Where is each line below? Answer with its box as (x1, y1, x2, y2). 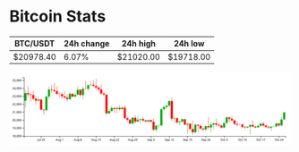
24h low (173, 38, 205, 49)
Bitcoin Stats (9, 6, 107, 27)
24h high (121, 38, 157, 49)
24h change (64, 38, 110, 49)
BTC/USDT (14, 38, 56, 49)
